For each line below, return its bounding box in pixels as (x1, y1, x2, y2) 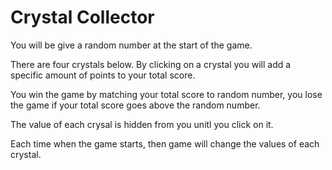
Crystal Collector (10, 6, 155, 29)
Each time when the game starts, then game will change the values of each (10, 137, 320, 150)
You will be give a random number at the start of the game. (10, 39, 253, 51)
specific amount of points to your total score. (10, 69, 196, 81)
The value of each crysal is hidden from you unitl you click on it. (10, 118, 274, 130)
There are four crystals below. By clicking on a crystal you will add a (10, 58, 292, 70)
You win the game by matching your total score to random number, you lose (10, 88, 323, 100)
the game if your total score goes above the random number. (10, 99, 261, 111)
